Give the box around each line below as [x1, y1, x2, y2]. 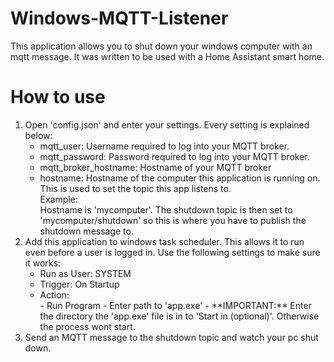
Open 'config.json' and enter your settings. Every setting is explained [24, 118, 310, 131]
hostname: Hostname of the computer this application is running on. [39, 172, 321, 184]
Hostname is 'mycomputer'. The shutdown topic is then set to [39, 203, 293, 216]
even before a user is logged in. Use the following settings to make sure [24, 246, 321, 258]
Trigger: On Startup [39, 278, 120, 290]
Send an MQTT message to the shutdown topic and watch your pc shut [24, 331, 319, 343]
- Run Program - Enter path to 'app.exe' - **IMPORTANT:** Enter [39, 299, 312, 311]
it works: [24, 257, 61, 269]
